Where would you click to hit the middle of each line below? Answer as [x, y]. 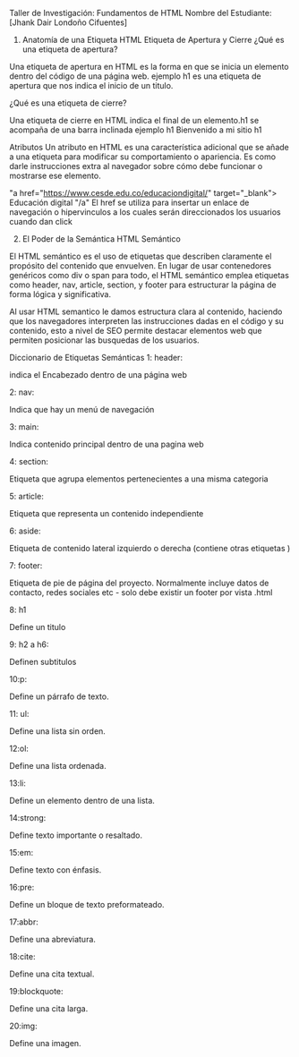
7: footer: [26, 566]
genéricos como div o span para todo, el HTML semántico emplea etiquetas [149, 275]
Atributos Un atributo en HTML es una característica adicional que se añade [149, 147]
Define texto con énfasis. [56, 870]
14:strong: [28, 818]
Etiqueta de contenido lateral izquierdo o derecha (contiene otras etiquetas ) [150, 548]
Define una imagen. [46, 1043]
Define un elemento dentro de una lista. [82, 801]
